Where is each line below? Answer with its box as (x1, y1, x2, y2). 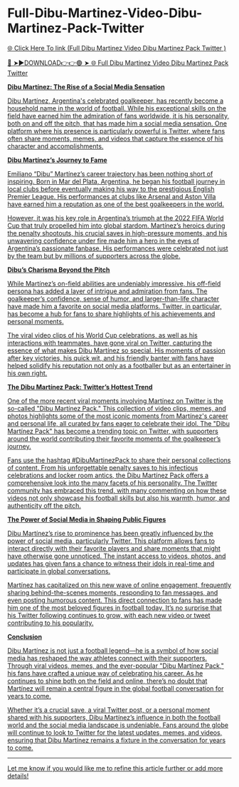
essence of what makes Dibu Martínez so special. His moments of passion (7, 346, 225, 355)
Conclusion (7, 632, 43, 641)
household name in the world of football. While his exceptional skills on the (7, 103, 226, 112)
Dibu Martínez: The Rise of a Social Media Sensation (7, 82, 165, 91)
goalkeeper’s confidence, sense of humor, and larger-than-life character (7, 294, 220, 303)
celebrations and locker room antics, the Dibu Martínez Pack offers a (7, 471, 208, 479)
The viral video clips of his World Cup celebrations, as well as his (7, 330, 198, 340)
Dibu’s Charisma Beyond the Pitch (7, 265, 110, 274)
